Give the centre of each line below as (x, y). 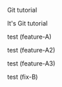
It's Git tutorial (28, 23)
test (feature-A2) (31, 50)
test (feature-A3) (31, 64)
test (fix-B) (23, 77)
